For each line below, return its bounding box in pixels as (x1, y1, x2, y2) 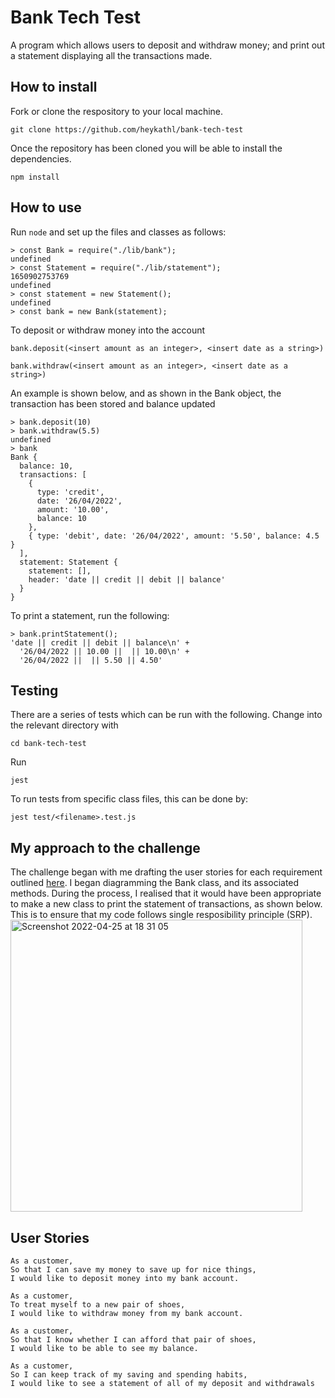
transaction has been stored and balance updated (10, 397, 216, 410)
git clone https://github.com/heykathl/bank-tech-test (10, 124, 244, 135)
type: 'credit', (36, 487, 105, 497)
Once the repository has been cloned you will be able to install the (10, 142, 283, 154)
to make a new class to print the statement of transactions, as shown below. (10, 898, 323, 910)
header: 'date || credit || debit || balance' (28, 574, 226, 585)
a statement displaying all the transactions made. (10, 49, 213, 61)
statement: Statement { (19, 557, 118, 567)
